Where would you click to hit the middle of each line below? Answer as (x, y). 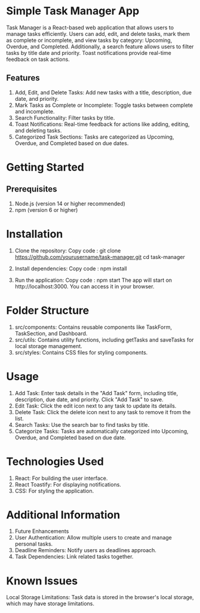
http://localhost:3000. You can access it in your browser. (84, 286)
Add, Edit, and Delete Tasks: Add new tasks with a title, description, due (103, 92)
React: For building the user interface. (61, 478)
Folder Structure (48, 310)
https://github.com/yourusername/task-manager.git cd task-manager (100, 257)
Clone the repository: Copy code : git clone (68, 250)
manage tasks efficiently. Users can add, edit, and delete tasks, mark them (98, 33)
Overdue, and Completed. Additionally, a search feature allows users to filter (100, 47)
